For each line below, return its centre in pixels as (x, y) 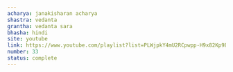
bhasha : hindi (28, 33)
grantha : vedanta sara (40, 26)
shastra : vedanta (32, 20)
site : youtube (28, 39)
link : (15, 45)
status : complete (32, 58)
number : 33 (23, 52)
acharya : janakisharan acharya (52, 13)
